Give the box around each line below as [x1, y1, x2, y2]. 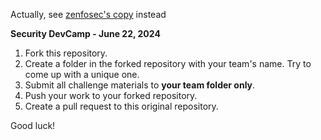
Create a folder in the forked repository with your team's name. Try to [24, 58, 312, 69]
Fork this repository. [24, 47, 108, 59]
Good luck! [10, 120, 56, 131]
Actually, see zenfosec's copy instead [10, 9, 167, 20]
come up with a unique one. [24, 69, 140, 80]
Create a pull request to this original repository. [24, 100, 219, 112]
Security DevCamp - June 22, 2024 [10, 28, 161, 39]
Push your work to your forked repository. [24, 90, 198, 101]
